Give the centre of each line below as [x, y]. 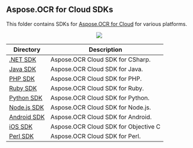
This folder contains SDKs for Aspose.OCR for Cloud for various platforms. [97, 24]
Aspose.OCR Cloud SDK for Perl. [96, 136]
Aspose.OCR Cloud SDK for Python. [100, 98]
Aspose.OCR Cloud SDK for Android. [101, 117]
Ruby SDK [23, 88]
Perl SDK [22, 136]
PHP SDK [22, 78]
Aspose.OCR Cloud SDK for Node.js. [101, 107]
